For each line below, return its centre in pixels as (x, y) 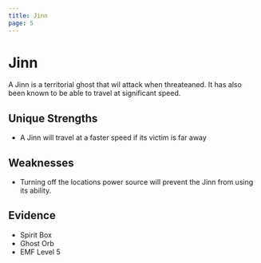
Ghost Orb (37, 243)
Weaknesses (41, 163)
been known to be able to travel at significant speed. (95, 94)
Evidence (32, 215)
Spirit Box (36, 235)
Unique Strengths (53, 118)
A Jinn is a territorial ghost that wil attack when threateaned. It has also (125, 85)
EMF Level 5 (40, 252)
